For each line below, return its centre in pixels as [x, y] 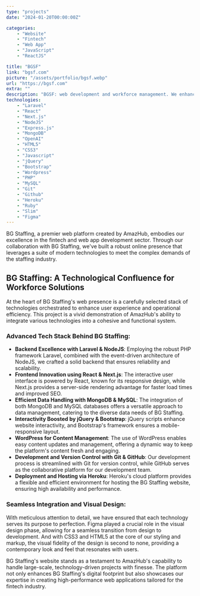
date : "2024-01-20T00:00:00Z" [44, 17]
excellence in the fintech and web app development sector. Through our [95, 240]
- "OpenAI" [30, 139]
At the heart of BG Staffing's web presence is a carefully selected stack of [97, 302]
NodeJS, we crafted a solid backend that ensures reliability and [93, 362]
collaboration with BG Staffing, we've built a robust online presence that [94, 246]
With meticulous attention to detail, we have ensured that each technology [97, 517]
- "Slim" [28, 211]
